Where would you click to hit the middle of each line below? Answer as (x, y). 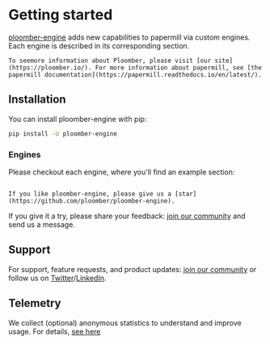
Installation (37, 100)
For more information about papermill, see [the (179, 67)
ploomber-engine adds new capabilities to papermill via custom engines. (129, 37)
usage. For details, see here (55, 331)
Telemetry (35, 303)
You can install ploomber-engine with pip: (78, 119)
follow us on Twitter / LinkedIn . (57, 278)
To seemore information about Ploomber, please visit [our (110, 61)
